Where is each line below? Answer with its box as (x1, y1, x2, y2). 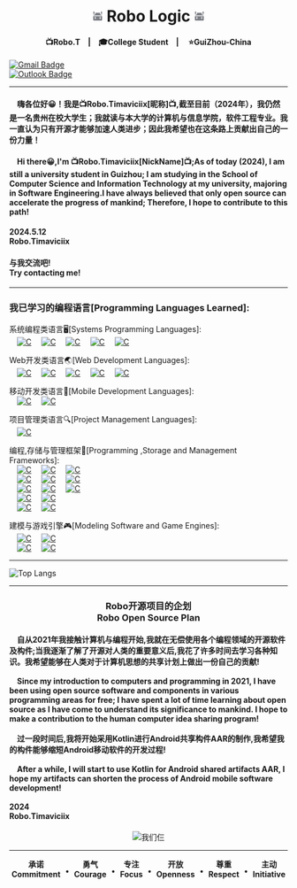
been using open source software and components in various (9, 685, 240, 696)
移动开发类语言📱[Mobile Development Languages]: (9, 385, 194, 396)
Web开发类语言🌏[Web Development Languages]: (9, 354, 190, 365)
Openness (156, 869, 195, 879)
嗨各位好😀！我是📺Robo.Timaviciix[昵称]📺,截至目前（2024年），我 (17, 98, 265, 109)
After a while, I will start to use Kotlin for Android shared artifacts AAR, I (17, 764, 286, 775)
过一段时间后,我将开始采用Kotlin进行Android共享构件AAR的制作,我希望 (17, 733, 277, 745)
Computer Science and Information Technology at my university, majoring (9, 178, 287, 189)
